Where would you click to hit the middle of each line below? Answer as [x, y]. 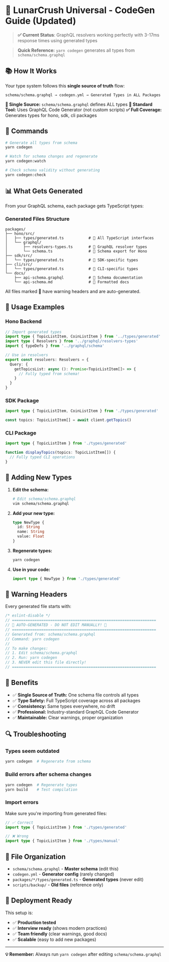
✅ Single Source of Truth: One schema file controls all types [76, 695]
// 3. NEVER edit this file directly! [46, 663]
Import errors [22, 803]
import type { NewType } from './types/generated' [67, 579]
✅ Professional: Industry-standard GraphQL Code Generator [76, 712]
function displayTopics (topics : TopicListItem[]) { [60, 453]
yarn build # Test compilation [41, 790]
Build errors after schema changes [48, 774]
